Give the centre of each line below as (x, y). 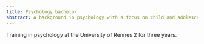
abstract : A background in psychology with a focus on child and (90, 17)
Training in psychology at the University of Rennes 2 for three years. (92, 34)
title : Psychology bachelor (42, 12)
